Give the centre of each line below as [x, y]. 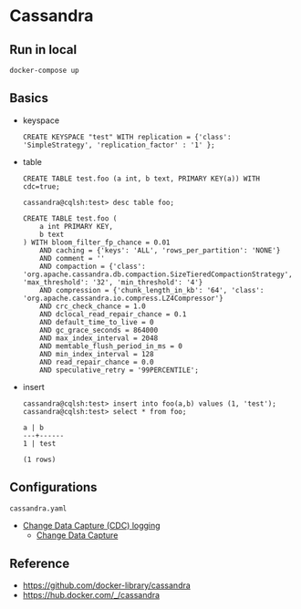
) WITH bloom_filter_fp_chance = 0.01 [96, 243]
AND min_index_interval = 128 [97, 354]
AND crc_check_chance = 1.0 [93, 306]
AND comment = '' [72, 258]
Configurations [53, 487]
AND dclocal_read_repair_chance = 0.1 [113, 314]
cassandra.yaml [38, 508]
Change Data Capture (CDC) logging [92, 525]
